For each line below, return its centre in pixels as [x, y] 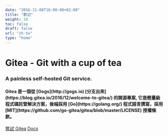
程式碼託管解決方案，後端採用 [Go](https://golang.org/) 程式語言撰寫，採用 [84, 104]
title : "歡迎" [19, 15]
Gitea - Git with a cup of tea [64, 63]
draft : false [19, 29]
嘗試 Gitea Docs [22, 128]
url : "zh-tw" [19, 33]
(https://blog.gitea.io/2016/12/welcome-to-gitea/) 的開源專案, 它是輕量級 [83, 97]
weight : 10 [17, 19]
